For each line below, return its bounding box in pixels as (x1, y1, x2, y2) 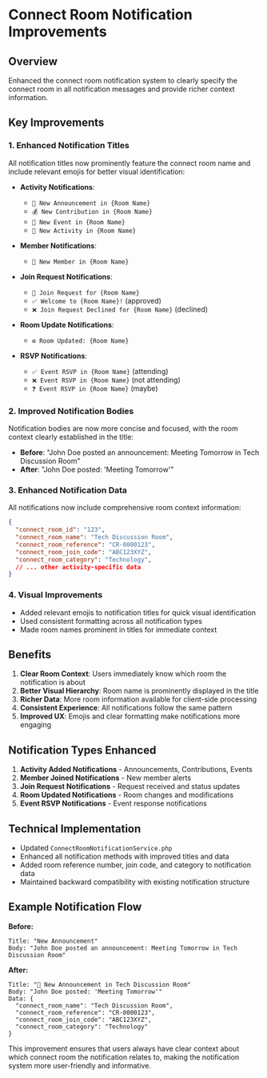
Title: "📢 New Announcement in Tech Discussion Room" (8, 980, 192, 988)
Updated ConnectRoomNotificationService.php (19, 843, 173, 853)
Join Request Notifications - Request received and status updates (19, 782, 241, 791)
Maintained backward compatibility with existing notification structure (19, 877, 250, 887)
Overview (8, 54, 58, 68)
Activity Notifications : (19, 182, 95, 191)
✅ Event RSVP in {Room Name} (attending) (31, 366, 169, 376)
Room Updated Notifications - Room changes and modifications (19, 790, 234, 800)
